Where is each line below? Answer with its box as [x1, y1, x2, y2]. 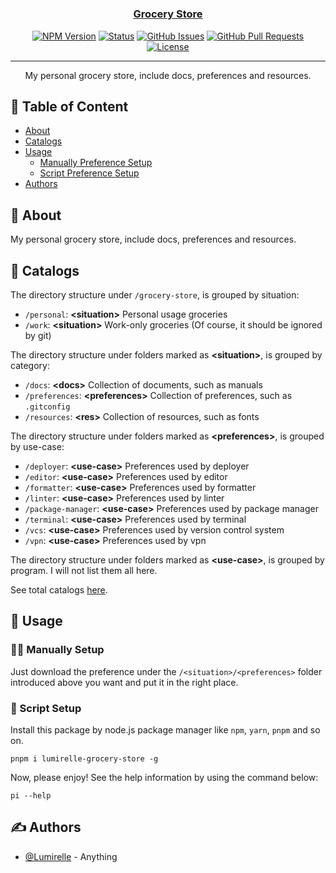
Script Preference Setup [39, 167, 140, 179]
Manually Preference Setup [39, 157, 153, 169]
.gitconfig [24, 402, 71, 412]
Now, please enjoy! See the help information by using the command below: [10, 771, 319, 783]
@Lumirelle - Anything [24, 850, 118, 862]
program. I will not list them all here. [10, 565, 158, 576]
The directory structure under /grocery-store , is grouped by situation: [10, 289, 300, 301]
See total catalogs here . [10, 584, 108, 596]
